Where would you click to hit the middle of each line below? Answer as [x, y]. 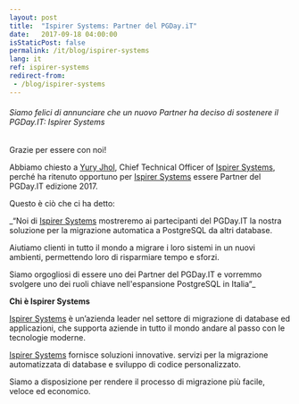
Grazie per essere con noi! [58, 149]
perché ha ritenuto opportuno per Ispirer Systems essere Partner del [135, 176]
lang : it [25, 59]
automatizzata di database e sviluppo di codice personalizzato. [125, 364]
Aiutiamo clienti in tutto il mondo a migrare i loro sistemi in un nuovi [133, 248]
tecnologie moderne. [48, 337]
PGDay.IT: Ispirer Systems [57, 122]
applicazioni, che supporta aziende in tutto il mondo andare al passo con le [147, 328]
